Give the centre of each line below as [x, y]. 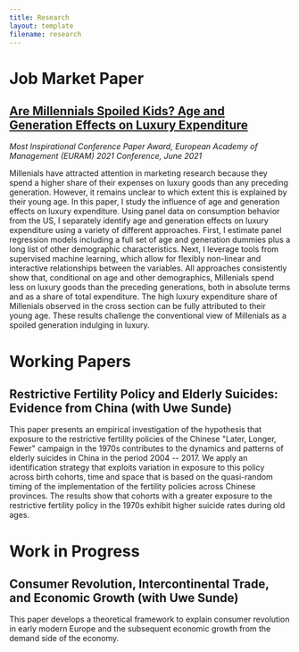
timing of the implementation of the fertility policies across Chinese [133, 487]
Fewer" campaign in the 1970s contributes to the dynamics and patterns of [146, 448]
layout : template [42, 26]
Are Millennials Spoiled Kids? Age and [117, 111]
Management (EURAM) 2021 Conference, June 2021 [106, 156]
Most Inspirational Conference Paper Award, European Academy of [134, 146]
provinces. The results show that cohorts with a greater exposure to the [141, 496]
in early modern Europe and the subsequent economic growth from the [140, 629]
